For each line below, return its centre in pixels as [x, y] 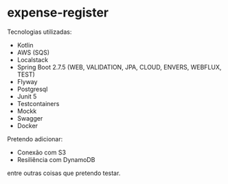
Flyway [27, 81]
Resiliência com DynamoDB [56, 159]
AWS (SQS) [33, 52]
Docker [27, 125]
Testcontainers [38, 103]
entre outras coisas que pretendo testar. [64, 173]
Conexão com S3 [42, 152]
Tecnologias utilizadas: [39, 32]
